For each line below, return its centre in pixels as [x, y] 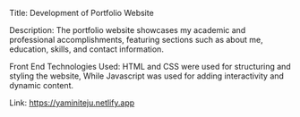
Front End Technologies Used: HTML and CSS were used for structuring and [150, 67]
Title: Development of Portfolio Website [81, 13]
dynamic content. [42, 85]
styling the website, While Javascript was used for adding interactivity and [147, 76]
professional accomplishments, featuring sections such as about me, [137, 40]
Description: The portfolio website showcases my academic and [128, 30]
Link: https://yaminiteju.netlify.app [72, 103]
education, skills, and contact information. [86, 49]
